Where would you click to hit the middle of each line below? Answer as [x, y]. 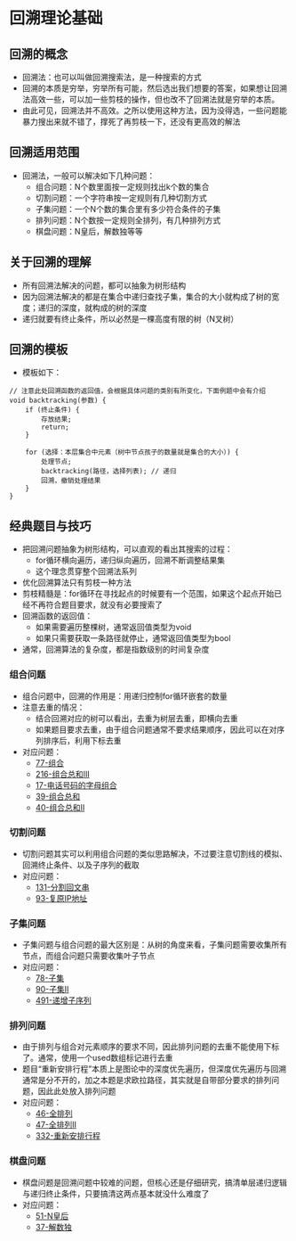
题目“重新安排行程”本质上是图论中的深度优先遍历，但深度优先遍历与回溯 [154, 1069]
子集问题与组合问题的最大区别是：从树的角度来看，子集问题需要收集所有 [154, 945]
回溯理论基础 [56, 18]
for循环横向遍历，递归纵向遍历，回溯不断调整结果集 [130, 560]
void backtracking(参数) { [58, 401]
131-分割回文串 [63, 887]
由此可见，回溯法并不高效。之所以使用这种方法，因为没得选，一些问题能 [154, 111]
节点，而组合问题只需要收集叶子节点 [88, 956]
